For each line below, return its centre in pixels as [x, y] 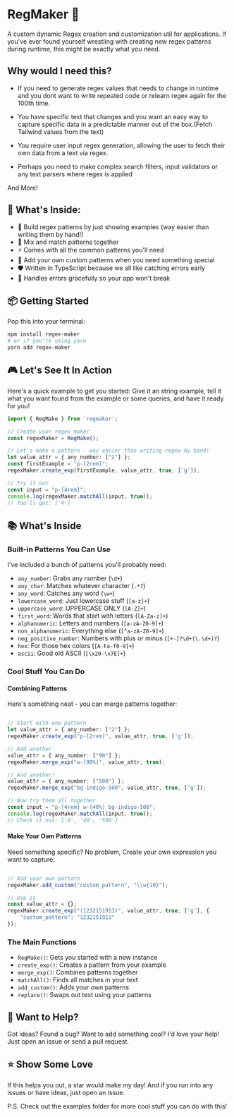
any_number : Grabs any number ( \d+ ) [70, 578]
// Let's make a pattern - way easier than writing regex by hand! [109, 451]
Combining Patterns [37, 688]
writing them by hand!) [50, 234]
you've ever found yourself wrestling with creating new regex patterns [109, 41]
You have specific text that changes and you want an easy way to [113, 116]
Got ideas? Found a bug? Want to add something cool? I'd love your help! [113, 1034]
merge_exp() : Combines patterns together [78, 972]
